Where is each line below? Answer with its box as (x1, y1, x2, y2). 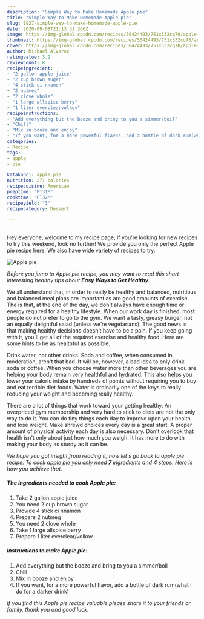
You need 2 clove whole (15, 520, 76, 528)
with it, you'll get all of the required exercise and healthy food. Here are (7, 334, 184, 341)
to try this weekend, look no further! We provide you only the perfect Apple (7, 240, 194, 248)
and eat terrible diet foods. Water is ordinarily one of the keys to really (7, 384, 181, 391)
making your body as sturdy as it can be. (7, 440, 108, 448)
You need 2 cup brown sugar (15, 501, 88, 508)
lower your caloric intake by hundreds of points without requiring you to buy (7, 377, 196, 385)
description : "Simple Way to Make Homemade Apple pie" (7, 8, 148, 15)
